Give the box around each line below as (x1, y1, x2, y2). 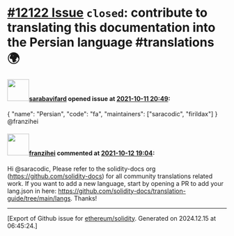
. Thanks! (70, 194, 97, 203)
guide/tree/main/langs (7, 194, 71, 203)
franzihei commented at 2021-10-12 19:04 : (29, 148, 155, 157)
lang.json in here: (7, 187, 57, 195)
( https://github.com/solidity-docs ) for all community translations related (7, 172, 213, 180)
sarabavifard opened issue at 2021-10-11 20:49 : (29, 94, 171, 102)
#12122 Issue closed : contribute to (7, 5, 208, 21)
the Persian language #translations (7, 35, 214, 50)
